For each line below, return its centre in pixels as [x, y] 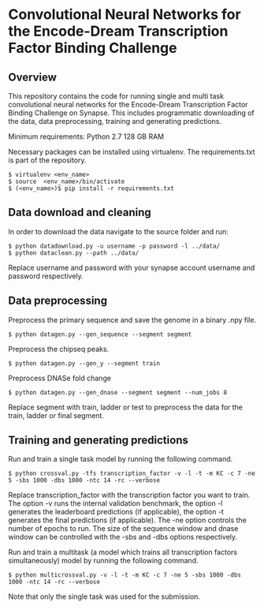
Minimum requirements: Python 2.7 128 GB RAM [86, 136]
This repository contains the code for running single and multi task [116, 96]
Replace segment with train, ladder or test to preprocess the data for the [125, 407]
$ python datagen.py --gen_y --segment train [84, 363]
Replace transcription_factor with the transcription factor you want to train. [129, 495]
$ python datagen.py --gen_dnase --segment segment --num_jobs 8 [117, 392]
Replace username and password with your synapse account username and [132, 267]
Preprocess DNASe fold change [60, 378]
